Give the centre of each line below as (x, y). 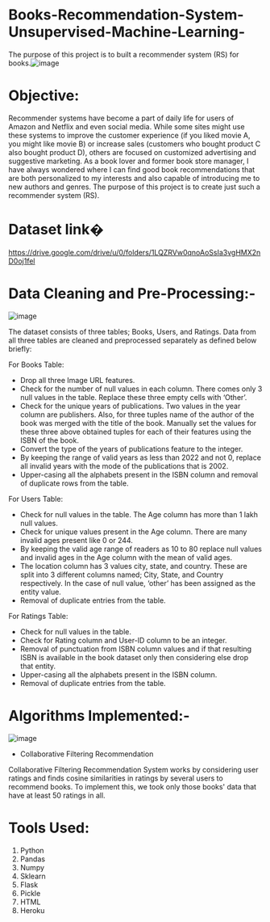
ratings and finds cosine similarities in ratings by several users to (116, 778)
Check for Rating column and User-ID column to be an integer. (123, 640)
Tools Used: (49, 828)
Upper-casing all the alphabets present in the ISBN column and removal (139, 474)
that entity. (38, 666)
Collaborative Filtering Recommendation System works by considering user (133, 769)
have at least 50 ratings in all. (57, 795)
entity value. (41, 592)
